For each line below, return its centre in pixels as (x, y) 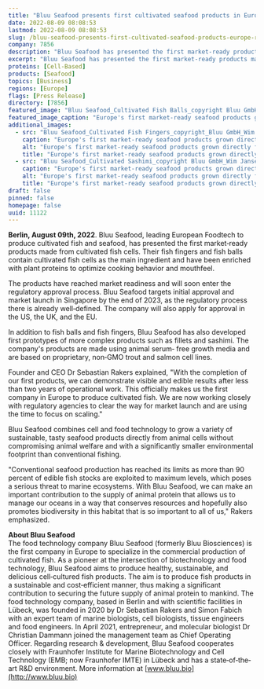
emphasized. (29, 520)
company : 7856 (31, 45)
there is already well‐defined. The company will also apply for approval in (126, 309)
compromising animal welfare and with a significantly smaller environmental (131, 446)
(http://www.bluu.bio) (43, 677)
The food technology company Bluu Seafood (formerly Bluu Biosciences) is (130, 544)
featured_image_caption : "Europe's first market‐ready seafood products (130, 118)
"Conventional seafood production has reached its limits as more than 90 (126, 470)
